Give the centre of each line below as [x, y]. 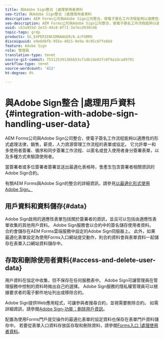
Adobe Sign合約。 [23, 173]
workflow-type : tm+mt [27, 64]
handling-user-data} [48, 124]
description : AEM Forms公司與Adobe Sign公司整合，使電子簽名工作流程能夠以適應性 [82, 19]
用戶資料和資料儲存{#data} [46, 206]
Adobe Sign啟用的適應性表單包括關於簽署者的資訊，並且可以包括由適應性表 [81, 219]
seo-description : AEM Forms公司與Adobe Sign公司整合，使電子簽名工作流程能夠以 [81, 23]
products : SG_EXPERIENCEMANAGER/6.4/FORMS [49, 37]
